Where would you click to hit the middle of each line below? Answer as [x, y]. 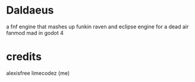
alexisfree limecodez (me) [38, 73]
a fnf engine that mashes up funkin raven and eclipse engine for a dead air [97, 27]
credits [24, 57]
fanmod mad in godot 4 [35, 32]
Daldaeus [30, 10]
